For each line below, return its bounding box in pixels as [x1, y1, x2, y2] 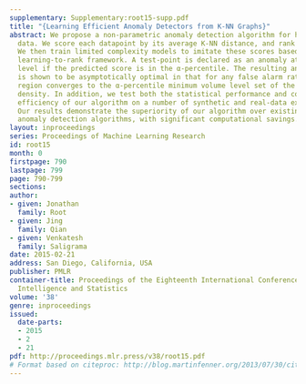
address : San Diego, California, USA [9, 258, 153, 268]
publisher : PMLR [9, 268, 71, 277]
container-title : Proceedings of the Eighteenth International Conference [9, 276, 300, 285]
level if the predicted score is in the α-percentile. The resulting [17, 65, 287, 74]
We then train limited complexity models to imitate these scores [17, 47, 275, 56]
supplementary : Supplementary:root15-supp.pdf [9, 13, 189, 23]
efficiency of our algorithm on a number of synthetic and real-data [17, 97, 287, 107]
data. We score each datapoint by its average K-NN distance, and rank [17, 38, 296, 48]
